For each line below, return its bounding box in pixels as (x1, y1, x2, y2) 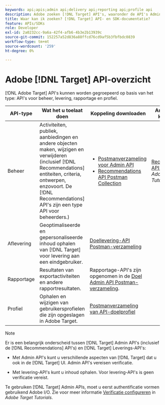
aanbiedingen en (39, 134, 79, 141)
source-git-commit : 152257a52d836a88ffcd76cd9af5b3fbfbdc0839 (5, 35, 135, 40)
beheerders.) (39, 214, 70, 220)
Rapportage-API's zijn (89, 267, 141, 274)
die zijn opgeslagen (39, 312, 85, 318)
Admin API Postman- (89, 279, 139, 286)
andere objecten (39, 140, 78, 147)
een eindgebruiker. (39, 259, 83, 266)
